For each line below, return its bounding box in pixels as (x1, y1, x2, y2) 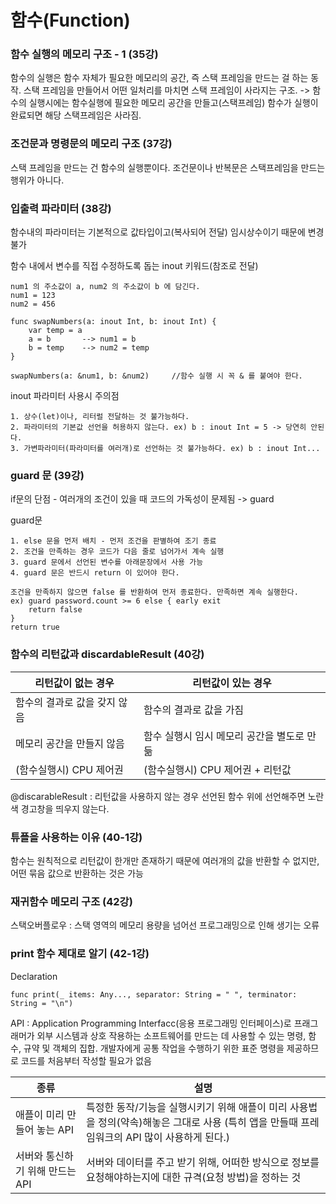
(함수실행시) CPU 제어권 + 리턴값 (143, 762, 292, 776)
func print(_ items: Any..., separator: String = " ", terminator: (10, 989, 298, 1000)
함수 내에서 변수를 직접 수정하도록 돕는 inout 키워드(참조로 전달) (10, 260, 259, 272)
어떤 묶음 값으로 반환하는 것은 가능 (10, 867, 144, 879)
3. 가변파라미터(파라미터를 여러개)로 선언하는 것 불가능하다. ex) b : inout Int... (10, 444, 321, 454)
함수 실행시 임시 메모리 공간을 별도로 (143, 729, 305, 743)
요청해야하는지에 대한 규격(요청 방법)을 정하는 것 (86, 1170, 302, 1184)
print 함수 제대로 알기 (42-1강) (10, 947, 150, 961)
